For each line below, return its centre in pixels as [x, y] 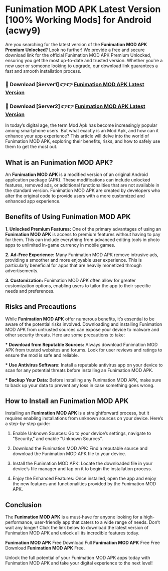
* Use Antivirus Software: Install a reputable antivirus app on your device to [84, 365]
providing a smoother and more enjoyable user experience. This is [73, 260]
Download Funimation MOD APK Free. [45, 548]
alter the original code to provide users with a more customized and [75, 196]
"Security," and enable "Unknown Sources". [58, 439]
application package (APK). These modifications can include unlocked [78, 179]
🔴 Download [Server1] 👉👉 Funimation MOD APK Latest [75, 84]
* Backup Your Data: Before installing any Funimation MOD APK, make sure [83, 380]
